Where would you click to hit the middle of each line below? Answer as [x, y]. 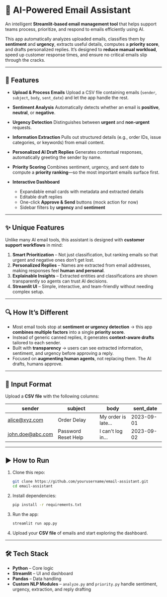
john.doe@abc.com [30, 434]
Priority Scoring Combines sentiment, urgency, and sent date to [78, 167]
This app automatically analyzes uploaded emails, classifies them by [75, 39]
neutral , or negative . [34, 112]
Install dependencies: [34, 496]
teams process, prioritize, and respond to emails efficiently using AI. [75, 29]
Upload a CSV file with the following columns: [52, 396]
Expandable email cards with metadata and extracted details [82, 192]
